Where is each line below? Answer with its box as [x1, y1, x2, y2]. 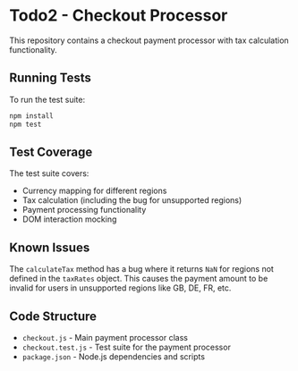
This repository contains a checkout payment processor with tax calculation [9, 35, 289, 46]
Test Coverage [9, 144, 93, 159]
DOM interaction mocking [21, 214, 117, 224]
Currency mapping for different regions [21, 185, 167, 197]
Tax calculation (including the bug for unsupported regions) [21, 195, 243, 206]
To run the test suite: [9, 94, 86, 105]
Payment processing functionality [21, 205, 147, 215]
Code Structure [9, 308, 97, 324]
